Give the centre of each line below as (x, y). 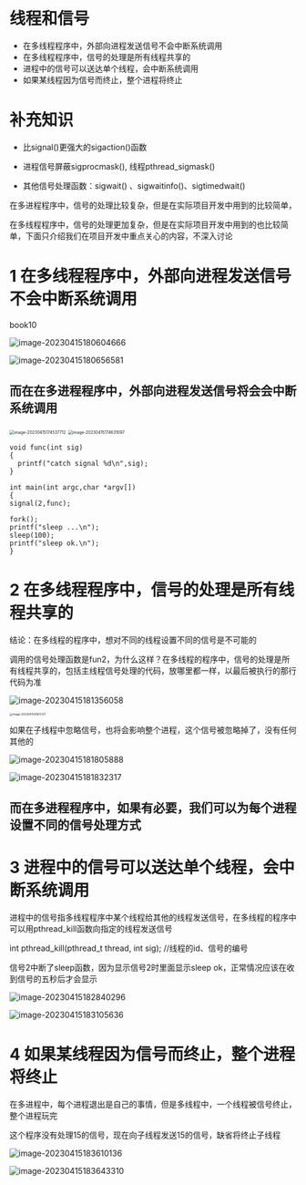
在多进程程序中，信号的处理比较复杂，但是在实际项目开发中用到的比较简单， (153, 205)
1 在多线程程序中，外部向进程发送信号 (150, 277)
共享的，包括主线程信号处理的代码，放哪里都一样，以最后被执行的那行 (165, 670)
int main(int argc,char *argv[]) (73, 487)
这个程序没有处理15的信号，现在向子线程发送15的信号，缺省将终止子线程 (145, 1135)
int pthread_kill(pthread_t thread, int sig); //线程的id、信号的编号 (129, 948)
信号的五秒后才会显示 (57, 979)
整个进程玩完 (33, 1116)
